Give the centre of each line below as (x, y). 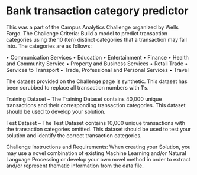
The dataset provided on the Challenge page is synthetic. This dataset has (97, 81)
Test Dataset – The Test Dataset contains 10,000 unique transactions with (96, 123)
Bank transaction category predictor (97, 11)
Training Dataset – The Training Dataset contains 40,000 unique (84, 99)
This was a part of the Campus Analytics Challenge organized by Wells (93, 27)
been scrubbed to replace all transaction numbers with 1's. (77, 87)
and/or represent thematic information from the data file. (75, 166)
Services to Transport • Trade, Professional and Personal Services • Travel (98, 70)
